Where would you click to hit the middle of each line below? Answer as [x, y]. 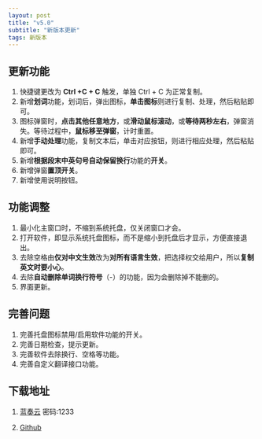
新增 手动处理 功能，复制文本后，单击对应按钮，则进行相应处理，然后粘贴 [137, 141]
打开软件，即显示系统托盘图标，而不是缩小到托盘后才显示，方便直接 [130, 238]
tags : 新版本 [28, 37]
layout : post [30, 15]
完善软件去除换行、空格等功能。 [71, 354]
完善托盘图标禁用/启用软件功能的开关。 [83, 334]
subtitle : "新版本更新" [44, 30]
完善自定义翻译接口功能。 [61, 363]
